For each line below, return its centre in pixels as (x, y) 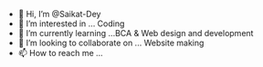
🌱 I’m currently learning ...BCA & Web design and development (136, 33)
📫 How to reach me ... (60, 53)
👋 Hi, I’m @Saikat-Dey (59, 14)
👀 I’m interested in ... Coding (71, 24)
